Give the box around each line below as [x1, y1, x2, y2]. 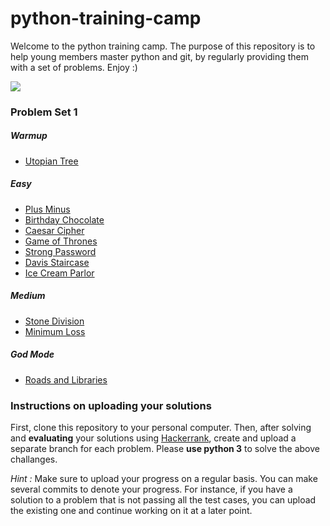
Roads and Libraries [24, 373, 108, 386]
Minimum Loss [24, 325, 86, 337]
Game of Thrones [24, 235, 98, 247]
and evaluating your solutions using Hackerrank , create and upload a [10, 432, 297, 444]
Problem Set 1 [10, 105, 78, 119]
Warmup [10, 130, 48, 142]
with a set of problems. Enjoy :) [10, 61, 138, 73]
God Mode [10, 348, 55, 361]
